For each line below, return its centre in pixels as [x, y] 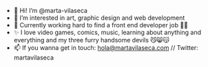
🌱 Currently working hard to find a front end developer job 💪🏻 [101, 25]
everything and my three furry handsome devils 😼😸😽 [92, 40]
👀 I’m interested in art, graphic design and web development [99, 18]
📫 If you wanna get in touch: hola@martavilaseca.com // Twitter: [106, 48]
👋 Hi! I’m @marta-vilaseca [51, 11]
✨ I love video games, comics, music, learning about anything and [107, 32]
